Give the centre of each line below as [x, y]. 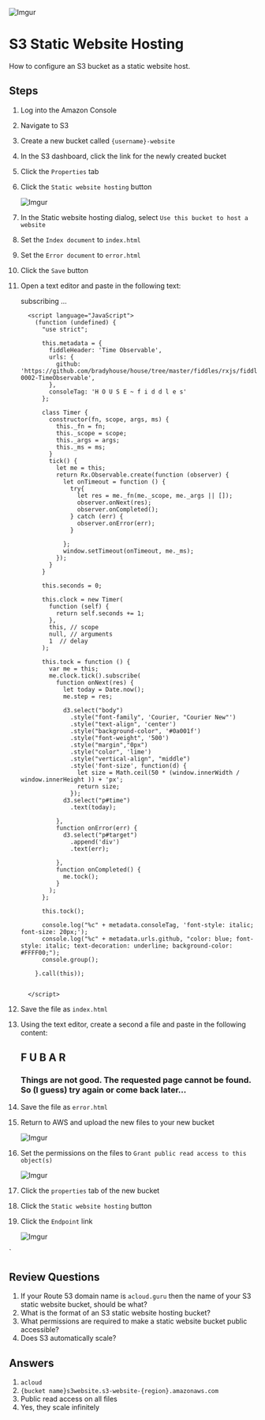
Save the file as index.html [64, 1008]
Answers [32, 1363]
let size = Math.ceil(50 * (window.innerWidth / [158, 773]
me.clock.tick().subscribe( [95, 676]
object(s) [37, 1161]
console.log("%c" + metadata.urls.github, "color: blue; [137, 939]
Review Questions [54, 1277]
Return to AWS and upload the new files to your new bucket [118, 1122]
